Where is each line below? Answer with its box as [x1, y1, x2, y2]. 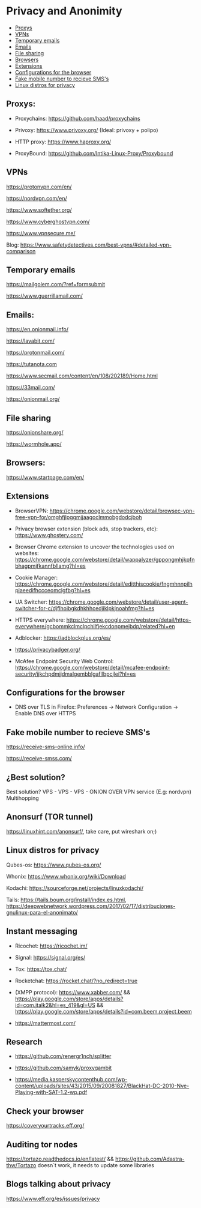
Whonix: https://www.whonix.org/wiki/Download [6, 873, 126, 880]
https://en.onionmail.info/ [6, 326, 69, 333]
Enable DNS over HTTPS [14, 710, 76, 717]
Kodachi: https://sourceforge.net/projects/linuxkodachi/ [6, 884, 144, 892]
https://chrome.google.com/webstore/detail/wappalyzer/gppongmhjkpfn [14, 556, 195, 563]
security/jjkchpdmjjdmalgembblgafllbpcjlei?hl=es [14, 670, 136, 678]
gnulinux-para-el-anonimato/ [6, 909, 78, 916]
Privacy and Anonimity [6, 4, 122, 18]
